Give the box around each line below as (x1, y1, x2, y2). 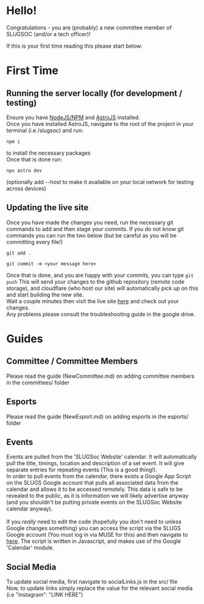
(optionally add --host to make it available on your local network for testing (6, 178, 194, 185)
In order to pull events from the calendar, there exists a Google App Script (6, 473, 191, 480)
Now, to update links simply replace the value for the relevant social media (6, 584, 193, 592)
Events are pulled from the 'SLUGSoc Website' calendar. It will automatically (6, 453, 197, 460)
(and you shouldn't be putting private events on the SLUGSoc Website (6, 499, 183, 506)
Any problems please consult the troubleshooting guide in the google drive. (6, 310, 196, 318)
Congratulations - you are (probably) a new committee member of (6, 24, 172, 31)
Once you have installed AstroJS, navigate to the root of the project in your (6, 120, 194, 127)
